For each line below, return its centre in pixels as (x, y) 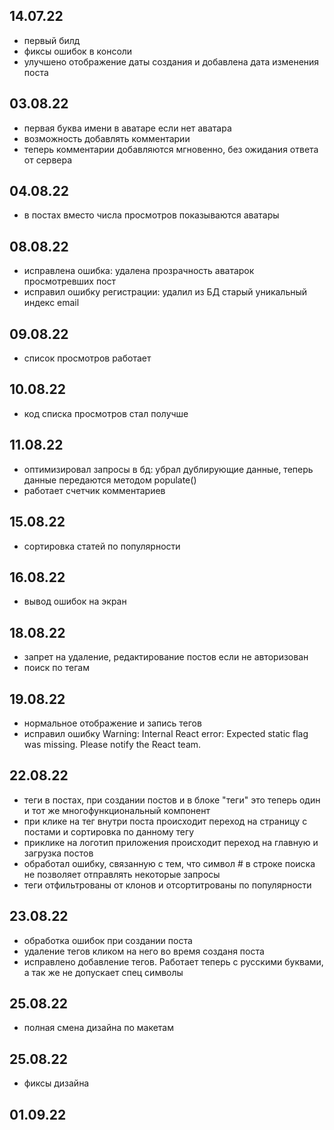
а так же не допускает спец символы (103, 972)
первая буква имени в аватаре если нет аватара (127, 128)
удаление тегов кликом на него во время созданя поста (144, 951)
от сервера (48, 160)
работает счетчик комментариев (94, 490)
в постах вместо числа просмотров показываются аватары (151, 215)
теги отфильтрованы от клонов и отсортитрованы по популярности (167, 885)
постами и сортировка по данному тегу (109, 831)
